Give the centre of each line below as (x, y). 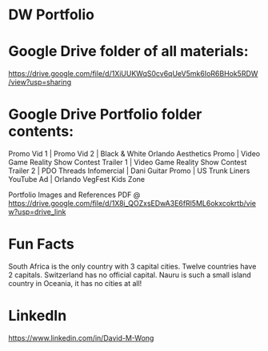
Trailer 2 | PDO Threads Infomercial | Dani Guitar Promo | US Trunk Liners (129, 171)
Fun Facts (41, 244)
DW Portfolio (51, 15)
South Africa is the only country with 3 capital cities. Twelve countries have (132, 266)
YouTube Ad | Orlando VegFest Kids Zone (77, 180)
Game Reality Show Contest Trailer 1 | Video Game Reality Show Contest (128, 163)
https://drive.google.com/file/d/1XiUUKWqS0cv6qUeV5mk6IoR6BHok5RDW (133, 74)
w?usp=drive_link (37, 212)
